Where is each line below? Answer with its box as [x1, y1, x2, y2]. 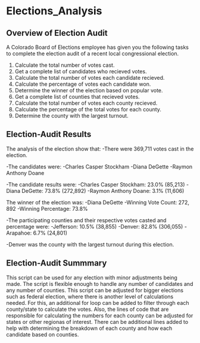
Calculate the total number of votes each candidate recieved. [14, 74, 165, 81]
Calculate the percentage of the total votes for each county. [14, 106, 162, 113]
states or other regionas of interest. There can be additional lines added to [6, 318, 189, 325]
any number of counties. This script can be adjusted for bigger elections [6, 286, 183, 294]
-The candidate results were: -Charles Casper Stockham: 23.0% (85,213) [6, 180, 186, 188]
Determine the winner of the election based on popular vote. [14, 87, 163, 93]
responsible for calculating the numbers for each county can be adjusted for [6, 311, 193, 319]
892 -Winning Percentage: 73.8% [6, 205, 88, 212]
